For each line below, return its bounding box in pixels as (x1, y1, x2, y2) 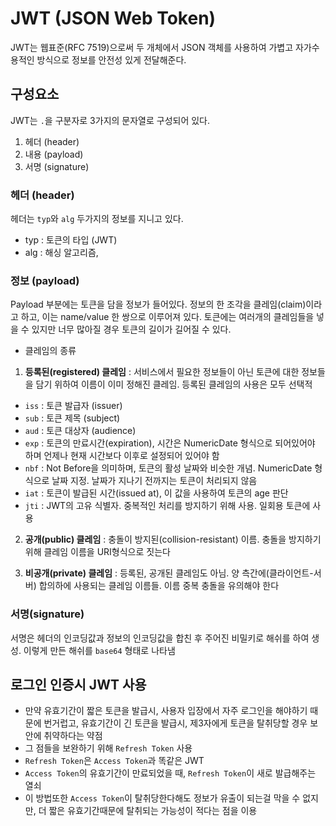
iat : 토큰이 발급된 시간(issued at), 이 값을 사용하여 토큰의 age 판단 (24, 487, 289, 499)
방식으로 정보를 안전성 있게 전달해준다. (36, 53, 187, 66)
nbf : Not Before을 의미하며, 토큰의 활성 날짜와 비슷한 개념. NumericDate (24, 462, 313, 474)
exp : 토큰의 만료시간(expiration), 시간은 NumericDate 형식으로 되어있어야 (24, 437, 316, 449)
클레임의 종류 (24, 345, 77, 357)
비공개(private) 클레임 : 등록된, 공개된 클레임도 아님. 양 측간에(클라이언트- (24, 567, 314, 579)
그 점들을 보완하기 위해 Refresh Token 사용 (24, 742, 193, 754)
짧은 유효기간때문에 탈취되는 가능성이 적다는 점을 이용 (48, 805, 258, 817)
